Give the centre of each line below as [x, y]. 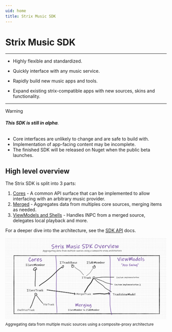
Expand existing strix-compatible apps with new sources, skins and [84, 91]
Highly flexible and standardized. [47, 61]
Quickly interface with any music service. [56, 71]
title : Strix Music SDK [31, 16]
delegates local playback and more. [50, 221]
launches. [23, 155]
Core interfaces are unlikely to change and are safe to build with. [81, 139]
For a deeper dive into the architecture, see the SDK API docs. [71, 231]
